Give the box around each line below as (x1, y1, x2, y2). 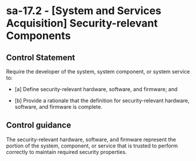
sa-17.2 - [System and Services (6, 4, 162, 18)
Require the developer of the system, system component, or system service (6, 68, 190, 75)
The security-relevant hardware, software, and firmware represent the (6, 136, 177, 143)
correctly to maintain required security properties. (6, 148, 127, 155)
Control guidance (6, 120, 72, 130)
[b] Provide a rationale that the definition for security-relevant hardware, (14, 97, 190, 104)
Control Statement (6, 52, 75, 62)
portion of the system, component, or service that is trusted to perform (6, 142, 178, 149)
